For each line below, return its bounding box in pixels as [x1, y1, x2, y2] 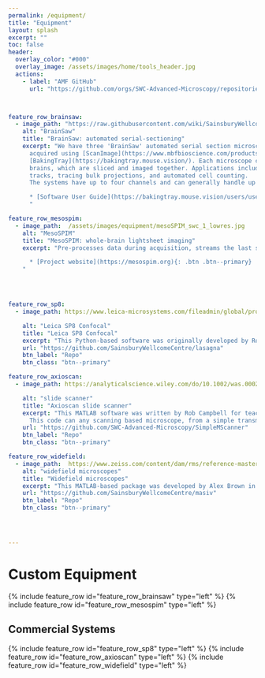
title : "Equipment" [8, 19, 73, 27]
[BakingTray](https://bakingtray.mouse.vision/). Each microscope [28, 157, 252, 165]
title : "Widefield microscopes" [22, 475, 129, 482]
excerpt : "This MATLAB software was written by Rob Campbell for [22, 409, 242, 417]
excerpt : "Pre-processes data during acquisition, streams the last [22, 244, 252, 252]
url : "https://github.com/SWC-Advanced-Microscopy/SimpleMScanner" [22, 423, 248, 432]
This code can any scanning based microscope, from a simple [28, 416, 235, 424]
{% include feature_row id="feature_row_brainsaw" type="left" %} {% [8, 591, 237, 601]
